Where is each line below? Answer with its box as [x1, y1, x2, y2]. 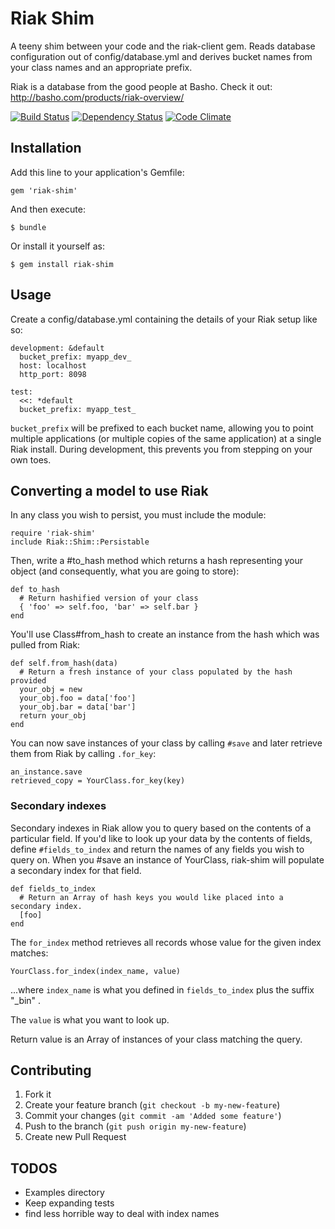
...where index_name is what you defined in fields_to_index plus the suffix [10, 983, 315, 996]
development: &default [10, 343, 105, 353]
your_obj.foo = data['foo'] [19, 693, 137, 704]
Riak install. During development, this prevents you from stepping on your [10, 443, 313, 455]
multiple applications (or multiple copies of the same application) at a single [10, 432, 322, 444]
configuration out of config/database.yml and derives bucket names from [10, 50, 313, 62]
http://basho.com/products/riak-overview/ [10, 91, 185, 103]
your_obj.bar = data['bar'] [19, 702, 137, 712]
